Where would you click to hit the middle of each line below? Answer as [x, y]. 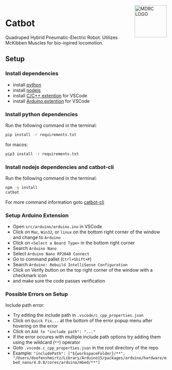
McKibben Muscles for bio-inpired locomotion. [55, 42]
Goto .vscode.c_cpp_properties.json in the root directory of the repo [85, 348]
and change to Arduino [37, 237]
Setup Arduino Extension [37, 215]
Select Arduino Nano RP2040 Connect [51, 254]
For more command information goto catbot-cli [55, 202]
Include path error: [25, 305]
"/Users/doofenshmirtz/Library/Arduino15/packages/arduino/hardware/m [90, 358]
